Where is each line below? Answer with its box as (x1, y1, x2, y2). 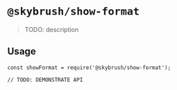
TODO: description (24, 25, 79, 33)
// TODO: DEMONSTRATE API (7, 76, 83, 83)
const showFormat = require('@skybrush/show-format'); (7, 64, 171, 71)
